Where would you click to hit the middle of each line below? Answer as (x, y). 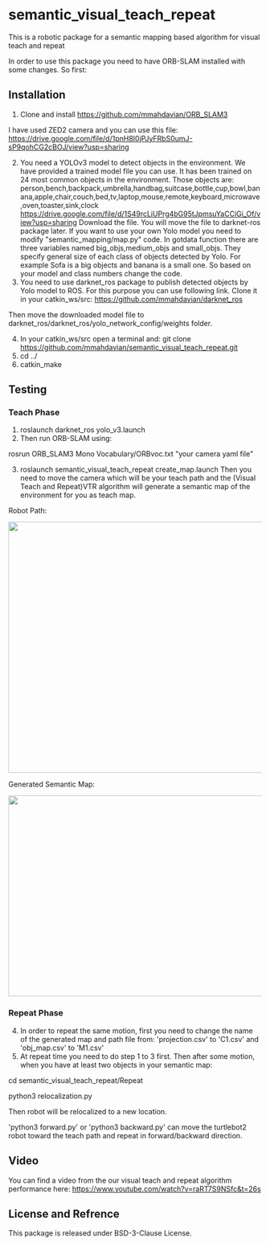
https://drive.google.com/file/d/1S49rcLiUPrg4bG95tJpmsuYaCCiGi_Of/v (140, 214)
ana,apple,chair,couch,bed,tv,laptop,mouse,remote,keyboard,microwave (140, 196)
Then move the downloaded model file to (76, 314)
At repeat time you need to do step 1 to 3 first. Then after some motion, (137, 1056)
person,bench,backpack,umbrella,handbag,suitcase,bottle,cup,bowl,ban (140, 188)
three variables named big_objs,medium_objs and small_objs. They (130, 247)
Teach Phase (34, 413)
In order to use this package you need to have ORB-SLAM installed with (127, 61)
